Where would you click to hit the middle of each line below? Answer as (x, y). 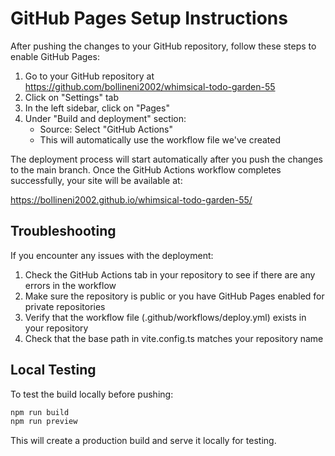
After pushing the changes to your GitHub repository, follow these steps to (163, 46)
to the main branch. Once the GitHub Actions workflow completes (146, 169)
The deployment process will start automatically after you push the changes (166, 159)
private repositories (65, 306)
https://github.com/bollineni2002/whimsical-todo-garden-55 (150, 86)
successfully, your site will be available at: (96, 180)
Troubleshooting (63, 231)
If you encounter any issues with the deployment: (112, 255)
